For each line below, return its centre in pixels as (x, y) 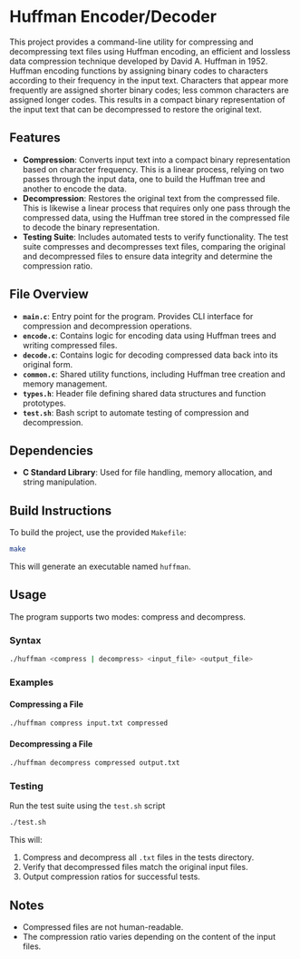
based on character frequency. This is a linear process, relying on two (153, 169)
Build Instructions (61, 510)
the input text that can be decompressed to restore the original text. (136, 109)
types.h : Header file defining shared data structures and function (144, 393)
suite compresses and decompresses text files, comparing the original (154, 246)
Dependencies (51, 450)
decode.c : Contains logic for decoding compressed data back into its (150, 355)
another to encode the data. (74, 189)
